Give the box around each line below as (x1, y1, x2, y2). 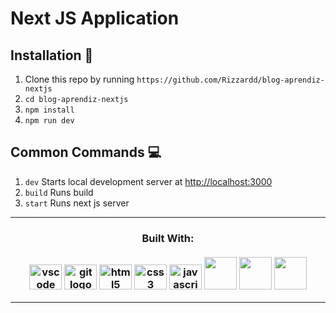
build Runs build (24, 186, 94, 198)
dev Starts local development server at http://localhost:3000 (24, 175, 273, 187)
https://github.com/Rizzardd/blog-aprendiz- (136, 75, 325, 85)
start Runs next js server (24, 197, 130, 209)
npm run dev (24, 116, 75, 126)
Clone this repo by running (24, 73, 135, 85)
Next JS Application (10, 7, 180, 30)
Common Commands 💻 (10, 144, 162, 161)
